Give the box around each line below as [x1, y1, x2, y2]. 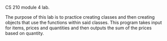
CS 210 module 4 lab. [5, 5, 49, 10]
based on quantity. [5, 30, 44, 36]
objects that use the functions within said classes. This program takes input [5, 20, 162, 25]
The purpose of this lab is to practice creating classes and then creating [5, 14, 155, 20]
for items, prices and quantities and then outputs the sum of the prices [5, 25, 152, 31]
